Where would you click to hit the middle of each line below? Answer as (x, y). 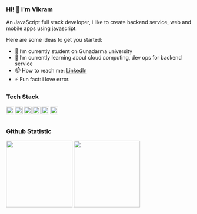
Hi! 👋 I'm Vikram (29, 9)
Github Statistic (29, 131)
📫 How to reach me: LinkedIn (51, 71)
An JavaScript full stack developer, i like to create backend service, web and (98, 22)
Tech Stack (23, 97)
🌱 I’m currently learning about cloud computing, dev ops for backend (98, 58)
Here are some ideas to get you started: (54, 40)
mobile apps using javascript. (42, 28)
